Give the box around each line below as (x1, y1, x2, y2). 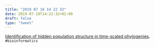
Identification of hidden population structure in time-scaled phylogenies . (5, 34, 150, 39)
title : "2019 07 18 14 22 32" (5, 7, 67, 12)
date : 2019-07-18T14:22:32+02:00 (5, 12, 73, 16)
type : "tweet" (5, 20, 34, 25)
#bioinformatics (5, 39, 38, 44)
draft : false (5, 16, 32, 21)
